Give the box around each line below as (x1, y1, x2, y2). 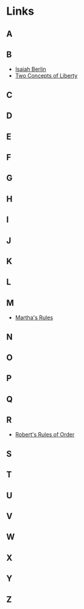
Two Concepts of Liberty (15, 72, 78, 79)
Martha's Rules (15, 314, 54, 322)
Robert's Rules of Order (15, 431, 75, 438)
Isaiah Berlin (15, 65, 47, 73)
